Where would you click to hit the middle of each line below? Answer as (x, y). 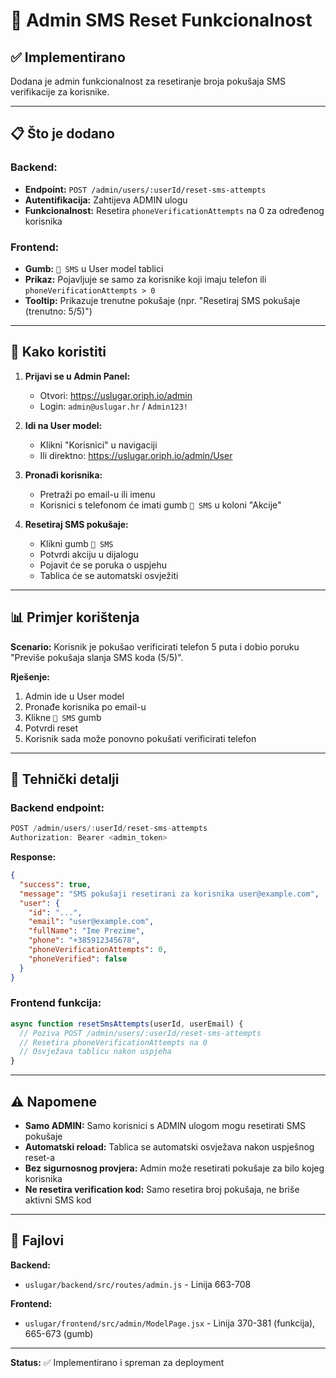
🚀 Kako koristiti (58, 352)
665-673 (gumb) (59, 1333)
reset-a (40, 1158)
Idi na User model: (63, 425)
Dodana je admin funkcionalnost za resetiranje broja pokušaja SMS (148, 81)
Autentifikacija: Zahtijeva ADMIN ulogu (106, 200)
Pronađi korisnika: (63, 475)
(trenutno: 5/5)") (58, 311)
